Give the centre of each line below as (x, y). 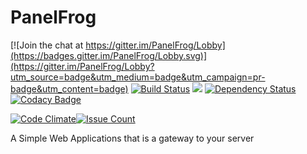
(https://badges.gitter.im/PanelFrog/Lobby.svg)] (109, 55)
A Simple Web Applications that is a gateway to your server (132, 138)
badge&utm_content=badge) (69, 88)
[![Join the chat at (47, 45)
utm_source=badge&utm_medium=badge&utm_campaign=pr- (138, 77)
